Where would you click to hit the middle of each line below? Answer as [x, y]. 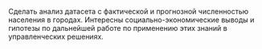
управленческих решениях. [56, 36]
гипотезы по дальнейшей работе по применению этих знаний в [118, 28]
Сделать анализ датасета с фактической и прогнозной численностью [129, 11]
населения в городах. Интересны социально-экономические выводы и [131, 20]
